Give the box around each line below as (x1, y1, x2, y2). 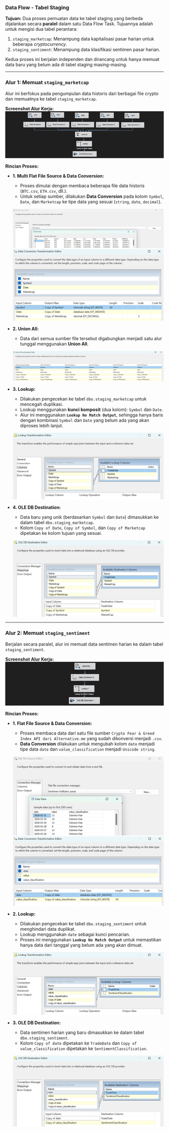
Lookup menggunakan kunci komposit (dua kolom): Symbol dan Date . (20, 407, 163, 413)
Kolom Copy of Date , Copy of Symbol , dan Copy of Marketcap (20, 525, 146, 531)
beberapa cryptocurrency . (12, 41, 67, 47)
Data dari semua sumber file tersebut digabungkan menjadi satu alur (20, 335, 162, 341)
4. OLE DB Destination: (12, 504, 61, 510)
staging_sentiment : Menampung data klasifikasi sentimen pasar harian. (12, 47, 160, 53)
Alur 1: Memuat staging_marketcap (5, 79, 89, 86)
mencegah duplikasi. (20, 401, 63, 408)
